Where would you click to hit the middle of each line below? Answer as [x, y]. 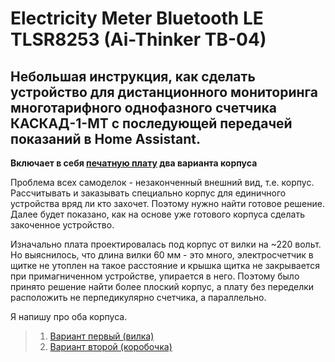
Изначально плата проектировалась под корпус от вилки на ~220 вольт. [166, 244]
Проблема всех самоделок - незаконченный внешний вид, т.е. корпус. [162, 182]
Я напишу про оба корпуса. [69, 316]
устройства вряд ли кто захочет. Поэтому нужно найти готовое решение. [167, 203]
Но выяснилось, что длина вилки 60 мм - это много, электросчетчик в [162, 255]
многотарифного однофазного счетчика [143, 107]
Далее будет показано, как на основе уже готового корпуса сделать [157, 214]
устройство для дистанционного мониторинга [164, 92]
